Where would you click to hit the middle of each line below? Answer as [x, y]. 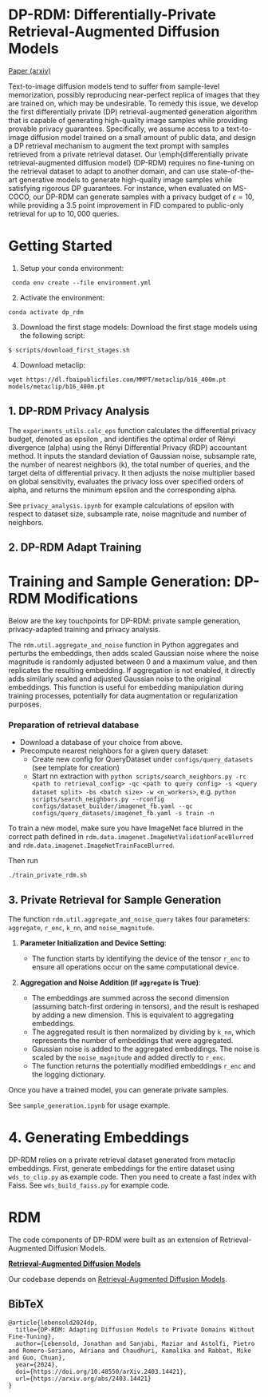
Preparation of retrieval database [74, 725]
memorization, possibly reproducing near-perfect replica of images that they [134, 94]
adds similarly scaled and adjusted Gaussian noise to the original [115, 679]
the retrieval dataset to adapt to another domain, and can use [109, 171]
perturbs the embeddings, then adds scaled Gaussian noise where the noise [134, 654]
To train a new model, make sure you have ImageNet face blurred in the [126, 828]
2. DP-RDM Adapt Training [75, 548]
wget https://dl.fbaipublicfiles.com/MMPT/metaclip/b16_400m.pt [117, 380]
